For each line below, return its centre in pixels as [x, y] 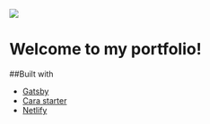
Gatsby [35, 91]
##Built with [31, 74]
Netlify [35, 110]
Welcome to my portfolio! [105, 50]
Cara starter [44, 100]
